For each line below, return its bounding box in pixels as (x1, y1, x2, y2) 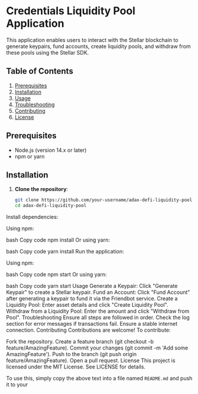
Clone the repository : (14, 186, 69, 193)
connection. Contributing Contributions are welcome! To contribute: (6, 326, 171, 333)
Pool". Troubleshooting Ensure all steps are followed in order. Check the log (6, 314, 190, 321)
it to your (6, 381, 28, 388)
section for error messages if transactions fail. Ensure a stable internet (6, 320, 178, 328)
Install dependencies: (6, 214, 59, 221)
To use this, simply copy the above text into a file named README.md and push (6, 375, 193, 382)
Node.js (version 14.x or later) (14, 147, 87, 154)
